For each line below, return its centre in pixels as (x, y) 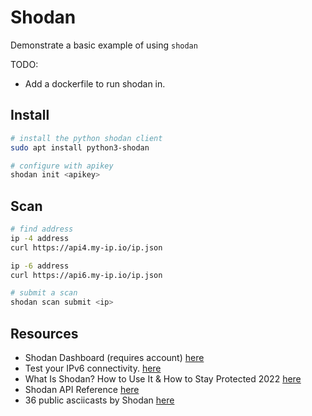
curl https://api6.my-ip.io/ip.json (86, 275)
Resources (44, 333)
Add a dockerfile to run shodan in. (95, 83)
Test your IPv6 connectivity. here (93, 368)
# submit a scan (44, 293)
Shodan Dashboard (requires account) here (114, 357)
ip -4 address (40, 238)
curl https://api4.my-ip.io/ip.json (86, 247)
